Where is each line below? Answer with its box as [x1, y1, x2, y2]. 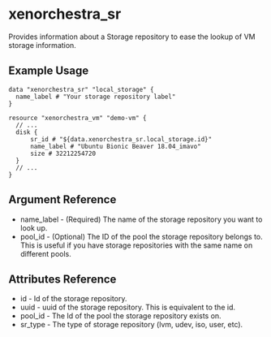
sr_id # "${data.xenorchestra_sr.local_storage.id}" [29, 135, 213, 143]
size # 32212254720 [29, 149, 96, 158]
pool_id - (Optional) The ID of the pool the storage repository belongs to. [19, 231, 264, 241]
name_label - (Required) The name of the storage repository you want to [19, 214, 263, 224]
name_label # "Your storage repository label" [15, 93, 176, 101]
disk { [15, 127, 38, 136]
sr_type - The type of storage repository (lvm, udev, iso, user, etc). [19, 320, 243, 330]
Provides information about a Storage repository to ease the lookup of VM [8, 32, 256, 41]
